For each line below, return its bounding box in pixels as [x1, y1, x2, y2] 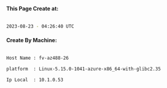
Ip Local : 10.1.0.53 [6, 77, 64, 83]
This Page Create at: [6, 5, 59, 12]
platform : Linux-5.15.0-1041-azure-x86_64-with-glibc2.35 [6, 66, 162, 72]
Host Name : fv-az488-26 [6, 55, 69, 61]
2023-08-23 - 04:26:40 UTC [6, 24, 74, 30]
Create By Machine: [6, 36, 57, 43]
